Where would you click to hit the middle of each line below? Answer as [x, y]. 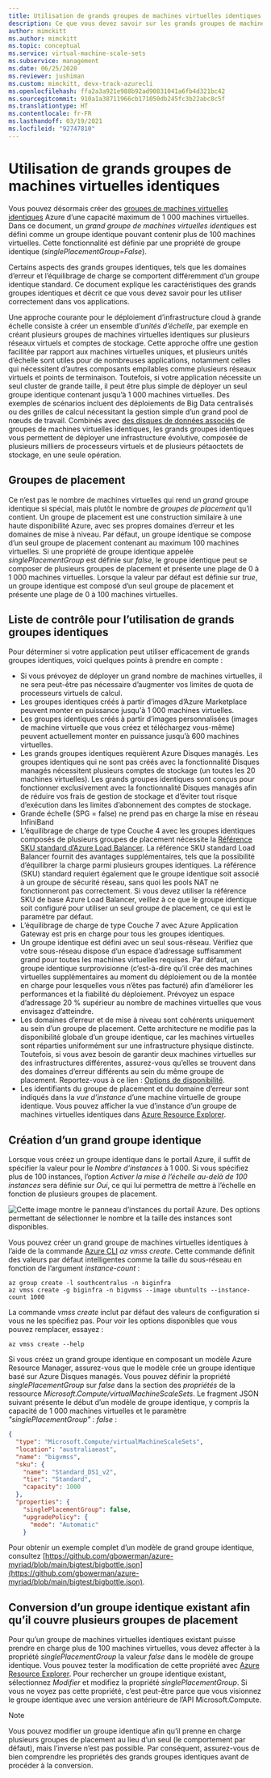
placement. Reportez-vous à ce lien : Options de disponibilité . [122, 1080]
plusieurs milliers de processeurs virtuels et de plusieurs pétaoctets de [126, 446]
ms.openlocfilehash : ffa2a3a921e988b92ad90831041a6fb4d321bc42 [117, 91]
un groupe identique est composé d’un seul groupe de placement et [121, 586]
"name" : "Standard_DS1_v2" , [70, 1472]
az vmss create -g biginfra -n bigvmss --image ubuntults [108, 1290]
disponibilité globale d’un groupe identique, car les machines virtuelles [137, 1038]
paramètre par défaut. [56, 917]
